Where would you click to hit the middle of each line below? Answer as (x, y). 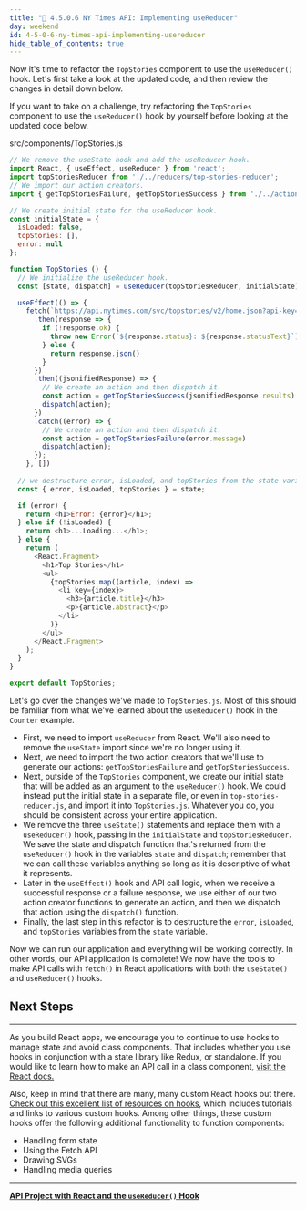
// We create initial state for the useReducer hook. (114, 211)
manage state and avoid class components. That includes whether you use (150, 1047)
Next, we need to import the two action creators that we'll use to (143, 757)
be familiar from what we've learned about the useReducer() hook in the (143, 710)
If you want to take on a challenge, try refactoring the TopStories (131, 107)
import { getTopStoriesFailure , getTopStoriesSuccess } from (128, 194)
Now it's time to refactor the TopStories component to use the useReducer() (151, 69)
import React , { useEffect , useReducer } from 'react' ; (117, 169)
